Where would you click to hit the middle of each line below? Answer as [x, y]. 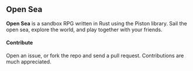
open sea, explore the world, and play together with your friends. [84, 29]
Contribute [20, 43]
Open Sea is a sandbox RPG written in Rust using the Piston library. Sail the [96, 23]
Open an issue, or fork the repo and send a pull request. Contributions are [95, 56]
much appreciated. [29, 62]
